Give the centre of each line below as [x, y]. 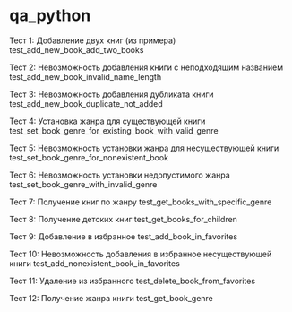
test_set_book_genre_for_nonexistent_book [89, 157]
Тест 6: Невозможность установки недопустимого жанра [120, 175]
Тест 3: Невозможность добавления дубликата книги [112, 94]
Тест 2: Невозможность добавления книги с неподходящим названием [146, 67]
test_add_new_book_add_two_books [77, 49]
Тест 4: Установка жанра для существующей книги [107, 121]
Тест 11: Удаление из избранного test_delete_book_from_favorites [133, 281]
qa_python [50, 16]
